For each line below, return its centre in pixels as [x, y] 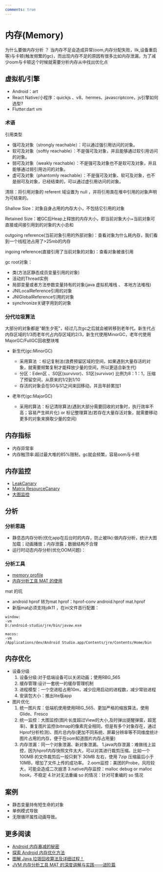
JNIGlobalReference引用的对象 [43, 297]
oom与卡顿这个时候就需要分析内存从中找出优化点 [59, 62]
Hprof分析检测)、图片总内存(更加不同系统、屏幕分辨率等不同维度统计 [89, 732]
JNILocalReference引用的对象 [42, 291]
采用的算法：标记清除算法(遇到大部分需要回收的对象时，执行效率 [84, 406]
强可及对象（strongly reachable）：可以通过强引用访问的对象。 [75, 145]
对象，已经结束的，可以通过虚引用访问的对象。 [76, 181]
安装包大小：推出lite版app [45, 696]
